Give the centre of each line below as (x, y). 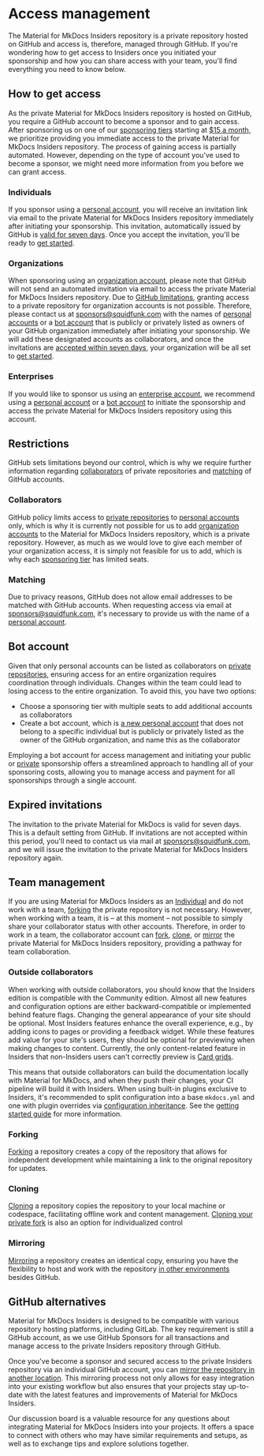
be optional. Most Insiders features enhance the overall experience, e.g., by (131, 1023)
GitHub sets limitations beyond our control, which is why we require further (130, 463)
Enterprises (31, 377)
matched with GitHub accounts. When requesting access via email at (120, 606)
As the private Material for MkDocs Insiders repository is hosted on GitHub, (130, 113)
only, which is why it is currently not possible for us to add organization (124, 525)
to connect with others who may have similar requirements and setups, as (128, 1435)
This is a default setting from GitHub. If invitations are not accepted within (128, 832)
